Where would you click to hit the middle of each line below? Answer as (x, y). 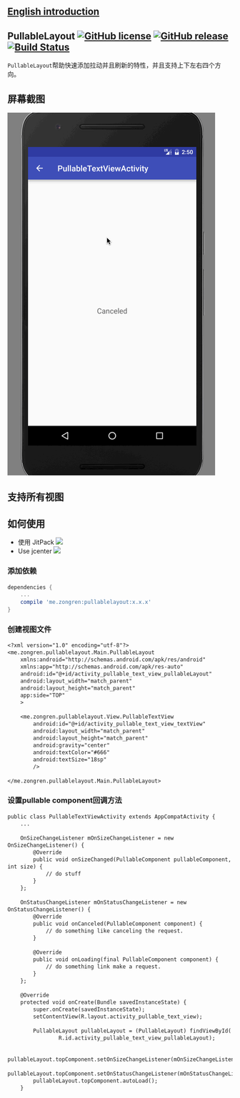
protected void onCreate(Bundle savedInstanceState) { (104, 1002)
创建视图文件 (30, 629)
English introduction (54, 12)
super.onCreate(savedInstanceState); (89, 1009)
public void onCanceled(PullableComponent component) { (118, 924)
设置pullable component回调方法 (65, 800)
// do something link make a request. (103, 967)
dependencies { (30, 587)
